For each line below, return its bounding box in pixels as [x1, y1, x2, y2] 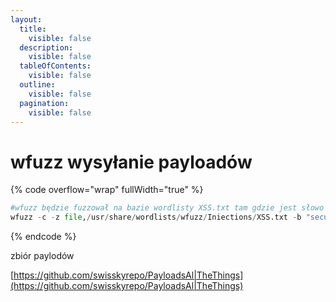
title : [19, 24, 47, 34]
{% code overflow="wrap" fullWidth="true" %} [10, 184, 204, 196]
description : [19, 42, 74, 53]
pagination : [19, 98, 70, 108]
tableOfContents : [19, 61, 92, 71]
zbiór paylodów [10, 250, 75, 262]
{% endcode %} [10, 231, 77, 243]
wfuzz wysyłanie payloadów [10, 151, 253, 173]
